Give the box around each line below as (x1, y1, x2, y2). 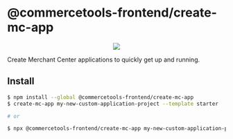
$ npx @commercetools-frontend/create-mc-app (7, 125, 141, 132)
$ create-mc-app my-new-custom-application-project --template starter (7, 100, 218, 107)
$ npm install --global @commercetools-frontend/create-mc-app (7, 93, 194, 101)
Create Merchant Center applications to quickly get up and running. (7, 55, 200, 64)
